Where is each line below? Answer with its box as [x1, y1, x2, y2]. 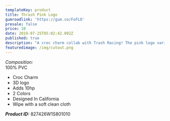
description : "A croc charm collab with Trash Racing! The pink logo [5, 41, 155, 46]
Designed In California [12, 96, 59, 102]
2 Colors [12, 90, 31, 96]
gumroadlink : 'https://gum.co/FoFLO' [5, 17, 85, 22]
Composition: [5, 59, 33, 65]
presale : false [5, 21, 37, 27]
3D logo [12, 79, 29, 86]
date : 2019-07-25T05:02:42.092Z [5, 31, 73, 36]
